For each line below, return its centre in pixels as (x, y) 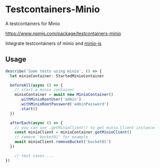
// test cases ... (34, 156)
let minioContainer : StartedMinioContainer (57, 76)
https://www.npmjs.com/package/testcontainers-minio (63, 33)
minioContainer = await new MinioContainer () (64, 95)
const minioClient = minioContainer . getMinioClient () (73, 132)
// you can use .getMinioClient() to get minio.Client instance (85, 128)
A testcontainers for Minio (33, 23)
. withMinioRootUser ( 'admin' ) (50, 100)
